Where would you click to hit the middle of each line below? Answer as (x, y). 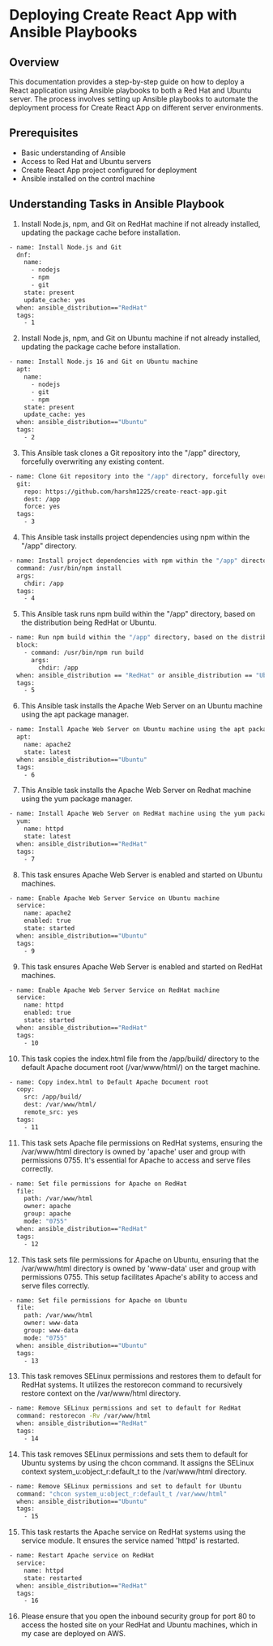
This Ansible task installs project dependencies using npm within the (135, 537)
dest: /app (42, 499)
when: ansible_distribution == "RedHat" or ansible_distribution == (134, 675)
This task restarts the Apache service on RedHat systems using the (133, 1532)
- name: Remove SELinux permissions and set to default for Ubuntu (126, 1486)
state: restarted (53, 1578)
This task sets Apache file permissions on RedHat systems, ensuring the (141, 1142)
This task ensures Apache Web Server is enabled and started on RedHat (141, 966)
